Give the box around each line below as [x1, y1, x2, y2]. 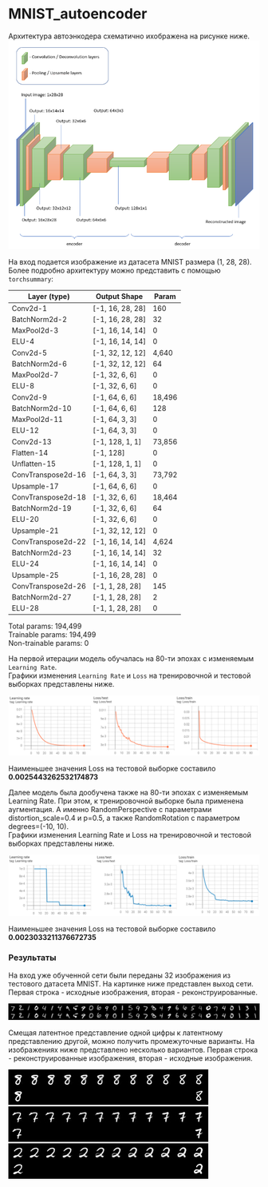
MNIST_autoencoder [8, 5, 148, 23]
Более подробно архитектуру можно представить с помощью [8, 265, 221, 275]
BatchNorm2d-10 [11, 403, 72, 412]
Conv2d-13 [11, 436, 52, 446]
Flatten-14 [11, 448, 49, 457]
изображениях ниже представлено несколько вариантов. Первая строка [8, 1045, 258, 1055]
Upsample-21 [11, 525, 59, 536]
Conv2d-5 [11, 348, 48, 357]
